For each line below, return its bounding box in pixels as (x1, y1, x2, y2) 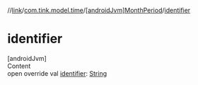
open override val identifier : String (7, 69, 107, 77)
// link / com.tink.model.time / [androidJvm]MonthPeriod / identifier (7, 6, 191, 14)
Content (7, 62, 31, 70)
